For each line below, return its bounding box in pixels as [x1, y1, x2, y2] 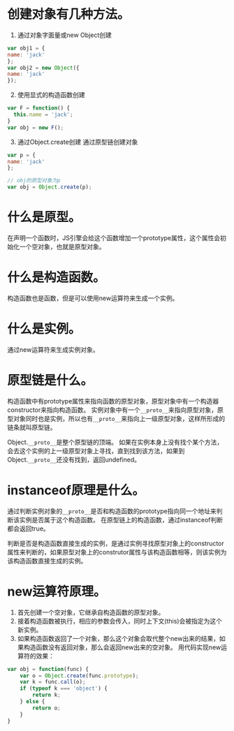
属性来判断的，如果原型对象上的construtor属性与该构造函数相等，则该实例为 [7, 547, 227, 556]
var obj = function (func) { [7, 665, 89, 672]
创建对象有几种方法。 [7, 6, 131, 22]
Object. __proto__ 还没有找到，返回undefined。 [7, 455, 141, 464]
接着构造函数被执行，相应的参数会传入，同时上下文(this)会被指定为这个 [17, 616, 222, 625]
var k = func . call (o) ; [20, 679, 86, 686]
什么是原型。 [7, 209, 82, 226]
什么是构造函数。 [7, 269, 106, 286]
